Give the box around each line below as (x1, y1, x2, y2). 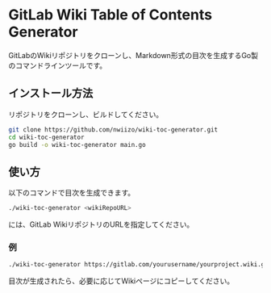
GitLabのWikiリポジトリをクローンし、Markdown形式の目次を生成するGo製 (8, 50, 258, 60)
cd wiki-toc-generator (8, 133, 85, 141)
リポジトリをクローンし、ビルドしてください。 (8, 109, 164, 119)
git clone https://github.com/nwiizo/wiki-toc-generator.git (8, 125, 219, 134)
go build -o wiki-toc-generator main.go (8, 140, 147, 149)
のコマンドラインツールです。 (8, 61, 107, 70)
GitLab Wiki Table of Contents (8, 6, 212, 24)
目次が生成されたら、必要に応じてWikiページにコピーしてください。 (8, 276, 235, 286)
